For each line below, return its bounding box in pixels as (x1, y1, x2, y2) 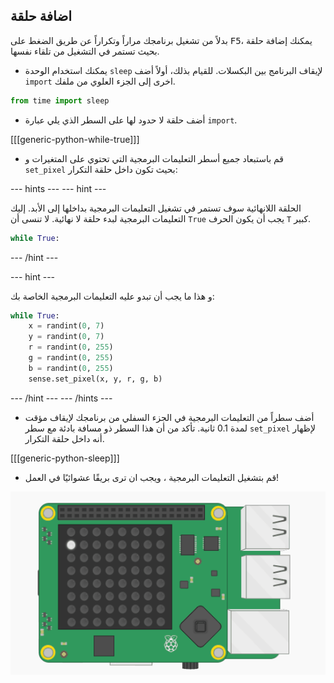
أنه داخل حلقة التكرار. (24, 432, 105, 444)
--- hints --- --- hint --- (10, 182, 107, 194)
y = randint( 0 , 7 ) (28, 332, 105, 342)
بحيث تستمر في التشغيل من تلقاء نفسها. (10, 45, 160, 57)
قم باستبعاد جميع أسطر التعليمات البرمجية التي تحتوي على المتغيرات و (24, 152, 284, 164)
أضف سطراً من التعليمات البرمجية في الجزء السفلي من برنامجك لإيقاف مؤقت (24, 411, 315, 423)
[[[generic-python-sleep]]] (10, 452, 120, 464)
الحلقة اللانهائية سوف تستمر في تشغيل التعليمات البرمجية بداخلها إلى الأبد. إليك (10, 202, 302, 214)
